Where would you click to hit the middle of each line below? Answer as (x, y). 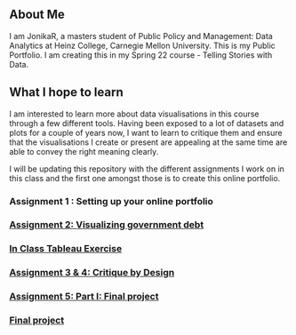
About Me (37, 15)
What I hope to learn (66, 92)
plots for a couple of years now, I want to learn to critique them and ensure (146, 132)
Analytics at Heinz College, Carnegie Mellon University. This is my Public (142, 45)
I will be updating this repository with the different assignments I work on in (147, 169)
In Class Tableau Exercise (66, 249)
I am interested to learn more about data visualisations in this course (134, 114)
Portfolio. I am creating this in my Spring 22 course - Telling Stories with (141, 55)
